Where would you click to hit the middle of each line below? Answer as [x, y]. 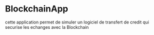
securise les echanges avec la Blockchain [47, 27]
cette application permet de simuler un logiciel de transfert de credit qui [77, 22]
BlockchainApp [37, 9]
